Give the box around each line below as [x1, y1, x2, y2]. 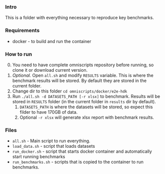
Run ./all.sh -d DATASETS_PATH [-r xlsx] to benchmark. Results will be [12, 93, 161, 99]
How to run [5, 50, 32, 57]
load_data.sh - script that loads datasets [12, 143, 95, 149]
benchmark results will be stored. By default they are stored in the [12, 78, 147, 84]
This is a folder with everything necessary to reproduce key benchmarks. [5, 15, 154, 21]
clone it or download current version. [12, 67, 88, 73]
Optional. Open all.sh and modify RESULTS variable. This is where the [12, 72, 154, 78]
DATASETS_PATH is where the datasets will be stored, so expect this [19, 104, 153, 110]
